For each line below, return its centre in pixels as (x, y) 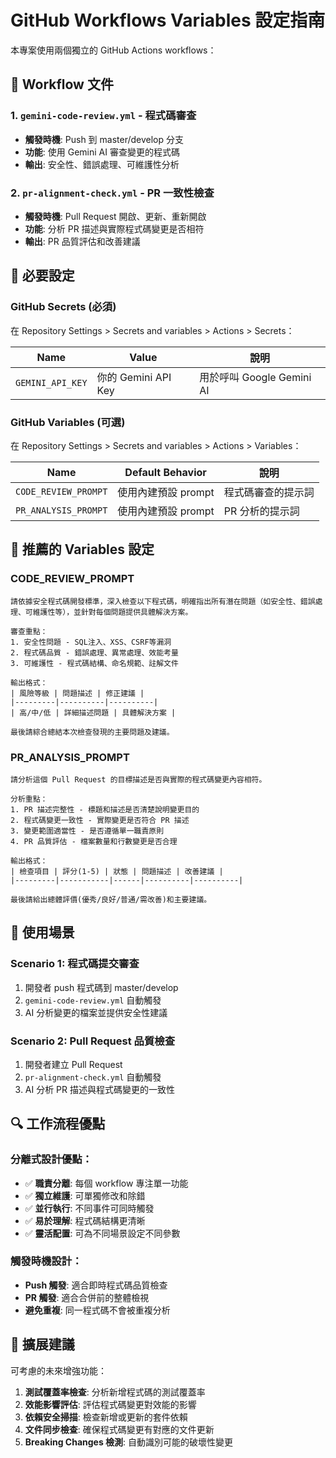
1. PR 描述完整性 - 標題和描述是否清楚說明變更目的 (105, 809)
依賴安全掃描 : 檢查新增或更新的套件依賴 (106, 1417)
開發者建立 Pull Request (73, 1064)
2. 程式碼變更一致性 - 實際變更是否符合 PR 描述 (100, 820)
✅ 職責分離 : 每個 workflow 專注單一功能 (106, 1183)
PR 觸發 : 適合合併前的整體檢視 (87, 1297)
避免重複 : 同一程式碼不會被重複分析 (97, 1310)
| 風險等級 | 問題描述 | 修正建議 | (77, 693)
